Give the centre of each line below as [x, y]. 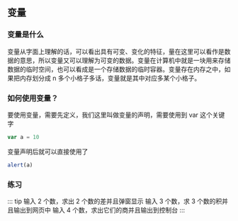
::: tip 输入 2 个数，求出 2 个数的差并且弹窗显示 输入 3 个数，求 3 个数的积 [115, 201]
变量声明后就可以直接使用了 [48, 152]
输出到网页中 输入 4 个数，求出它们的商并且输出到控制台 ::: [99, 210]
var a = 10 [23, 137]
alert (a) [20, 165]
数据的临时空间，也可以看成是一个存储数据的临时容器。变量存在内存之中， [116, 69]
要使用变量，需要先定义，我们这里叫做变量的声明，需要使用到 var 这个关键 [116, 115]
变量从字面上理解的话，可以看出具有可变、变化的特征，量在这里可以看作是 [116, 51]
